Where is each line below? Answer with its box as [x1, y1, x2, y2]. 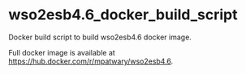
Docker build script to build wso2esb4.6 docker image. [8, 32, 192, 42]
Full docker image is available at [8, 47, 115, 57]
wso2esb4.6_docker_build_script [8, 6, 238, 24]
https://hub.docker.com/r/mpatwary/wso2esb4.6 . [8, 56, 174, 66]
